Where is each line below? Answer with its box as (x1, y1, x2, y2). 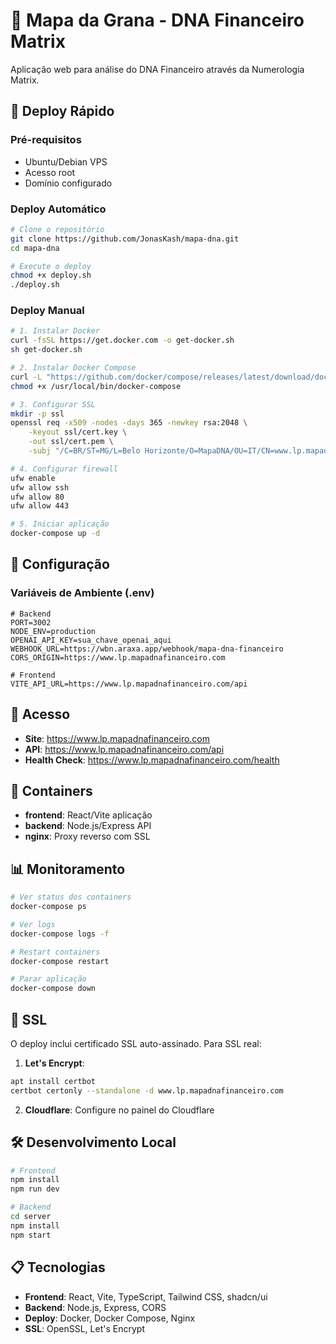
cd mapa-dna (10, 243, 60, 253)
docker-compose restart (10, 956, 110, 966)
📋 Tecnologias (10, 1259, 106, 1276)
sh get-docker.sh (10, 345, 83, 355)
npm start (10, 1230, 52, 1240)
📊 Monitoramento (10, 860, 126, 878)
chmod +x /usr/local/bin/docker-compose (10, 381, 182, 391)
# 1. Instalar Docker (10, 326, 101, 336)
